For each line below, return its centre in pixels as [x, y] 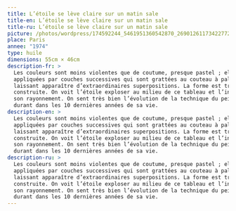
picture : [20, 33]
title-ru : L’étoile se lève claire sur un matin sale [88, 27]
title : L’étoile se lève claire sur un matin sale [83, 14]
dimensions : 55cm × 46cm [44, 60]
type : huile [25, 53]
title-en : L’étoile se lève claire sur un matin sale [88, 20]
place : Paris [26, 40]
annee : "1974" [28, 46]
